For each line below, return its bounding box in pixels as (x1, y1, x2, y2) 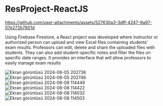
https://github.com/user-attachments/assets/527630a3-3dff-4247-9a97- (5, 19, 152, 25)
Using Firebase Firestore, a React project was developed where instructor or (5, 34, 158, 40)
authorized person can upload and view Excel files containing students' (5, 39, 148, 45)
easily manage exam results (5, 60, 61, 66)
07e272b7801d (5, 24, 35, 30)
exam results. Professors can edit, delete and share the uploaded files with (5, 44, 155, 50)
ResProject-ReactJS (5, 3, 89, 15)
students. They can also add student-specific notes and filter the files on (5, 50, 151, 55)
